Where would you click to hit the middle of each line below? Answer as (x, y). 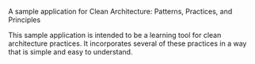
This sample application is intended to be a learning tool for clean (115, 35)
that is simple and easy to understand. (70, 52)
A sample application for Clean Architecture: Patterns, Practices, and (120, 11)
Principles (25, 20)
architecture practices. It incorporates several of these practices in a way (127, 43)
